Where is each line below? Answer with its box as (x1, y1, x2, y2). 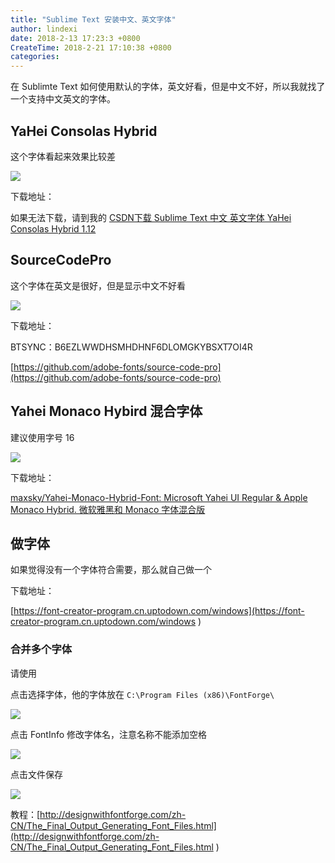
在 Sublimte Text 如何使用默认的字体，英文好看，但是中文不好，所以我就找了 (10, 81, 326, 93)
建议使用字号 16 (10, 431, 75, 443)
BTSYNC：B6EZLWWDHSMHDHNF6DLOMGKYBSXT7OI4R (10, 341, 253, 353)
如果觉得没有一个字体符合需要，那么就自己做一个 (10, 564, 212, 576)
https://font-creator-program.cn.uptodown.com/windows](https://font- (13, 605, 305, 617)
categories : (10, 52, 60, 62)
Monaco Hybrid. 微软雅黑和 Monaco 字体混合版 (10, 503, 206, 515)
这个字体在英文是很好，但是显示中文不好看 (10, 279, 186, 291)
